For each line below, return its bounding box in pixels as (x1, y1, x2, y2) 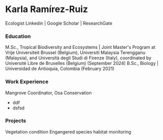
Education (5, 33, 31, 40)
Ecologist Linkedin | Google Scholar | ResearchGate (5, 20, 113, 26)
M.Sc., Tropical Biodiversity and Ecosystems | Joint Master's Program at (5, 44, 155, 50)
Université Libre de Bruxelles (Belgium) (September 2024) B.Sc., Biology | (5, 60, 159, 66)
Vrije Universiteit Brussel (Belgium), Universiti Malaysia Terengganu (5, 49, 145, 56)
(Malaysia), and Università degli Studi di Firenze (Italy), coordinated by (5, 55, 151, 61)
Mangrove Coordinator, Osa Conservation (5, 90, 92, 96)
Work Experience (5, 78, 49, 85)
